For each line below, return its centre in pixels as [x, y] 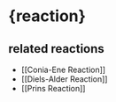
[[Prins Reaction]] [53, 88]
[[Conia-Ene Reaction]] [63, 69]
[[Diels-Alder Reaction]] [64, 79]
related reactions [57, 49]
